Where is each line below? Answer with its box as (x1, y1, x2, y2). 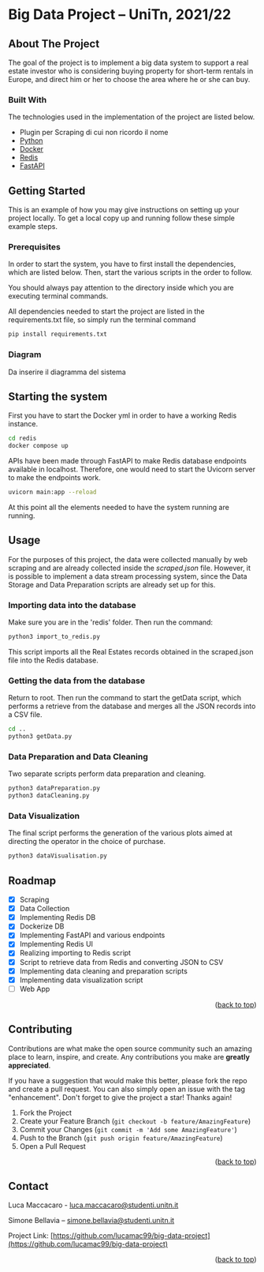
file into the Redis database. (8, 655, 99, 665)
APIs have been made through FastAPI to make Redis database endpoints (8, 456, 247, 466)
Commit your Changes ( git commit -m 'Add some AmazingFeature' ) (19, 1124, 238, 1134)
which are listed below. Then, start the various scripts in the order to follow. (8, 268, 253, 277)
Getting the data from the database (8, 675, 146, 686)
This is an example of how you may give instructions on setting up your (8, 205, 240, 215)
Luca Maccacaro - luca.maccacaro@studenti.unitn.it (8, 1200, 179, 1210)
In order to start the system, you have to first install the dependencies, (8, 259, 236, 269)
